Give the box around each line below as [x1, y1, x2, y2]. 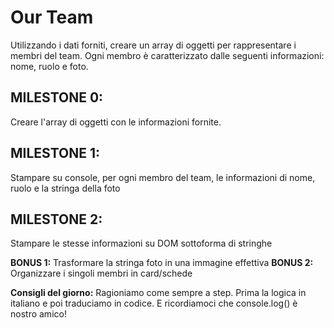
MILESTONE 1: [10, 145, 101, 162]
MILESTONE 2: [10, 211, 103, 228]
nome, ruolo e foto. [10, 60, 89, 72]
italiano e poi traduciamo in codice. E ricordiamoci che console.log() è [10, 297, 298, 310]
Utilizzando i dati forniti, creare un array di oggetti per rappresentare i [10, 39, 297, 51]
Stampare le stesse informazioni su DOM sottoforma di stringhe [10, 237, 273, 250]
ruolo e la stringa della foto [10, 182, 121, 194]
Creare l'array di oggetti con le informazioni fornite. [10, 116, 222, 128]
